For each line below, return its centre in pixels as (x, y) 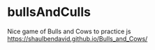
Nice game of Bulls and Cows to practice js (69, 31)
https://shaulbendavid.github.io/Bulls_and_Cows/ (77, 38)
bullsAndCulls (49, 12)
